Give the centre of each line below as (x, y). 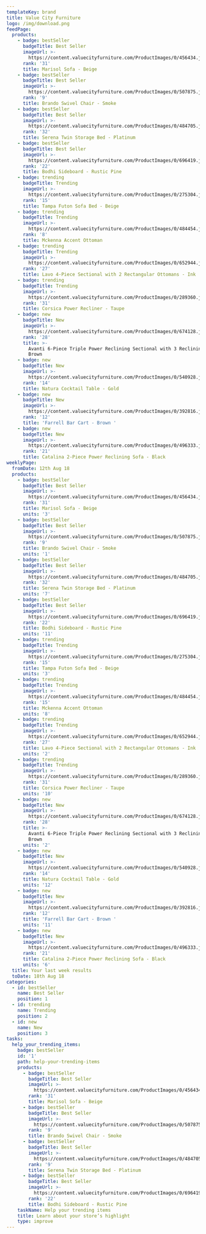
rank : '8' (35, 234)
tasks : (15, 1039)
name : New (30, 1028)
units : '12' (38, 885)
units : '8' (36, 714)
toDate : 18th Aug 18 (38, 976)
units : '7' (36, 594)
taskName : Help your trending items (64, 1210)
